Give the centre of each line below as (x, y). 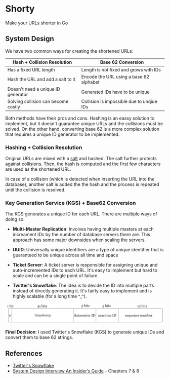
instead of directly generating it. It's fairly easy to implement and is (82, 291)
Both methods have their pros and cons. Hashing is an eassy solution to (80, 118)
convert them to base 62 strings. (39, 337)
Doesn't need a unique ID (34, 89)
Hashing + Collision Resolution (44, 147)
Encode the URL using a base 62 (115, 77)
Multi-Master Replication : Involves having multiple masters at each (83, 229)
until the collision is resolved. (35, 190)
